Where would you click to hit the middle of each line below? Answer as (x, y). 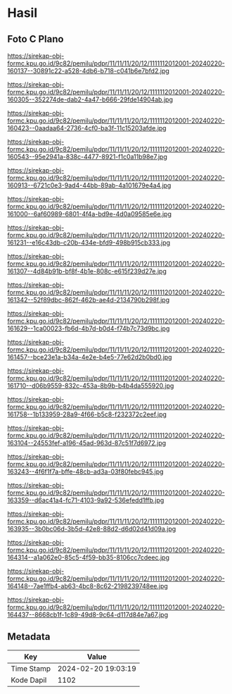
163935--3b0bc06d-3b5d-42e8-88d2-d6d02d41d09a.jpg (92, 529)
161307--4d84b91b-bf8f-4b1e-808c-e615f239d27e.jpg (87, 271)
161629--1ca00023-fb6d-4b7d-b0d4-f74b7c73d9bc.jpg (89, 328)
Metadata (29, 637)
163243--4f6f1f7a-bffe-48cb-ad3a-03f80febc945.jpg (85, 471)
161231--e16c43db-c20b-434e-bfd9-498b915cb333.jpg (89, 242)
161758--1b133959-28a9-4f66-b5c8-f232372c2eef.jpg (87, 414)
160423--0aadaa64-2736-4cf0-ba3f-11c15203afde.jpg (87, 128)
